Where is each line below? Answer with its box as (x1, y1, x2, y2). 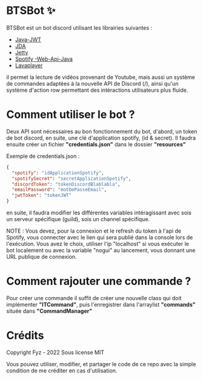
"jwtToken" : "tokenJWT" (12, 193, 72, 199)
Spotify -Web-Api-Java (15, 55, 73, 63)
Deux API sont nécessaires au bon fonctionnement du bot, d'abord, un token (6, 128, 198, 135)
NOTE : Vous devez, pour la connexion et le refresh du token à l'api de (6, 227, 182, 234)
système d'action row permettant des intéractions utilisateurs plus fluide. (6, 86, 188, 94)
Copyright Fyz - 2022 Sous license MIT (6, 349, 105, 356)
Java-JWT (15, 36, 41, 43)
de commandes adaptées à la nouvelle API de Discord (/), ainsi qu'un (6, 80, 179, 87)
